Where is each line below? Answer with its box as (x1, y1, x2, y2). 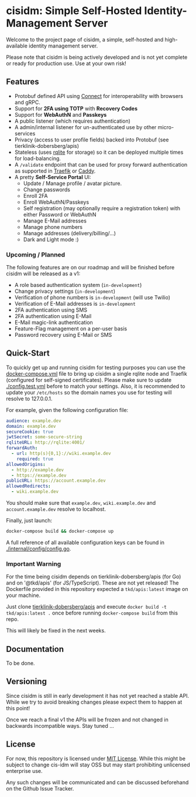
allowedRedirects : (6, 483, 51, 489)
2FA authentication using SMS (14, 306, 88, 313)
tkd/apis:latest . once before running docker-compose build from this (6, 609, 178, 617)
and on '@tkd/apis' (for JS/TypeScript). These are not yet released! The (6, 579, 179, 586)
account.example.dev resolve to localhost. (6, 506, 106, 513)
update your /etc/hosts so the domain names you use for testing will (6, 389, 172, 396)
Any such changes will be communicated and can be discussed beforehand (6, 779, 189, 786)
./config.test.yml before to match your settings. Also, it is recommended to (6, 383, 185, 390)
